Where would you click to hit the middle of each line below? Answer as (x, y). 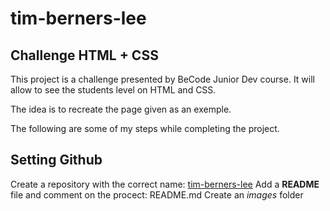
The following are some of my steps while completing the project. (145, 128)
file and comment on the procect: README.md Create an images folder (157, 194)
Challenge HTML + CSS (84, 55)
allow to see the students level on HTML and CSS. (113, 90)
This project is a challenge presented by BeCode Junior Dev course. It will (162, 79)
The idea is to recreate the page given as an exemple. (121, 109)
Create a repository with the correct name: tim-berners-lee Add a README (165, 184)
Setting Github (56, 160)
